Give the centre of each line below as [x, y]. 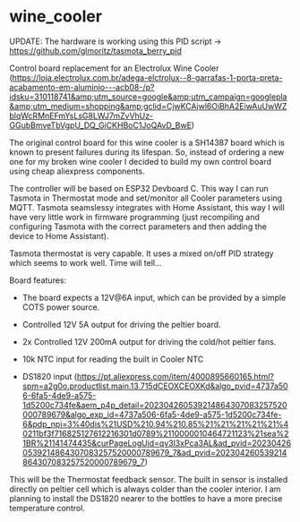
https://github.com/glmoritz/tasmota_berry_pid [95, 50]
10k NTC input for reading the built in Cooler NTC [113, 359]
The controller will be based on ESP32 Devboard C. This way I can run [139, 188]
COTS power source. [61, 307]
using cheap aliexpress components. [77, 171]
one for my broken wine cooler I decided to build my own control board [140, 161]
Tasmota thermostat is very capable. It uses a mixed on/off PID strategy [142, 253]
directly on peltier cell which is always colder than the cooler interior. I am [145, 489]
